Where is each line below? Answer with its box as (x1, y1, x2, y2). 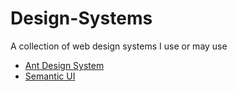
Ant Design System (24, 59, 105, 71)
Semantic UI (24, 70, 76, 82)
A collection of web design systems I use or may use (10, 40, 228, 52)
